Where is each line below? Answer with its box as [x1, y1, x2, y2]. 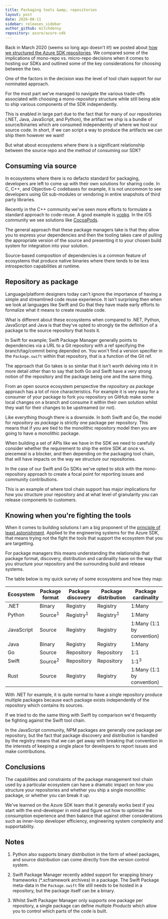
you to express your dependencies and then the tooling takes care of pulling [5, 232, 162, 238]
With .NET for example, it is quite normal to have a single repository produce [5, 692, 162, 698]
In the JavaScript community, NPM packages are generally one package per [5, 727, 162, 733]
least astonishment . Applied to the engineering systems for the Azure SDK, [5, 530, 159, 536]
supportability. [5, 823, 35, 829]
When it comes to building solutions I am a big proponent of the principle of [5, 524, 161, 531]
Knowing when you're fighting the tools [5, 511, 131, 520]
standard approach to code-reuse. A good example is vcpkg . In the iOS [5, 211, 152, 217]
